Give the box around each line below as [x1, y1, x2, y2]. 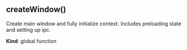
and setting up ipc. [6, 26, 51, 33]
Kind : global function [6, 37, 57, 44]
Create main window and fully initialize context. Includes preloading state [6, 20, 182, 27]
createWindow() [6, 5, 66, 15]
